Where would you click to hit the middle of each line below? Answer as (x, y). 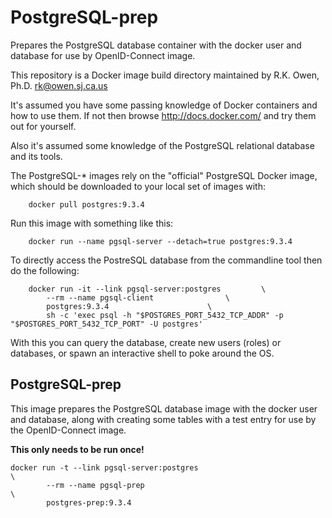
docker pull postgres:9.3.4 (86, 204)
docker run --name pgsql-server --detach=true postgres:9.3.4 (160, 241)
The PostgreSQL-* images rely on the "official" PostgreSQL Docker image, (164, 175)
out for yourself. (43, 126)
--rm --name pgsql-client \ (138, 297)
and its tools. (36, 156)
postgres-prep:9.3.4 (89, 502)
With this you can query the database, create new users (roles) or (146, 342)
